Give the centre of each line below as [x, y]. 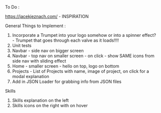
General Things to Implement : [35, 26]
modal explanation [31, 76]
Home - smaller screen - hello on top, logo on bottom [66, 66]
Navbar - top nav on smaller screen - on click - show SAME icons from [83, 56]
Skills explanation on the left [40, 100]
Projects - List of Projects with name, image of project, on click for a [80, 71]
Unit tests [22, 45]
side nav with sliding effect [39, 61]
